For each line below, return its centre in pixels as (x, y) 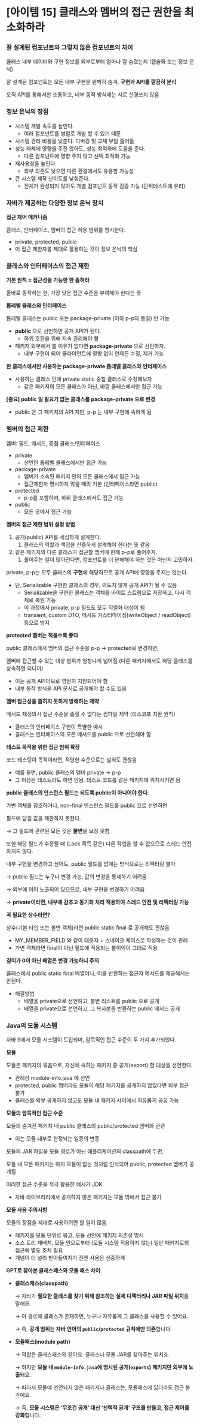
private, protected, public (46, 242)
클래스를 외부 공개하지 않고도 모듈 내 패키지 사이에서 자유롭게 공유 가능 (97, 1100)
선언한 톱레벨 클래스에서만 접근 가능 (65, 462)
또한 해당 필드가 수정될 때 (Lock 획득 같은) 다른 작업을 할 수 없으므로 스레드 (93, 844)
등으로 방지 (36, 622)
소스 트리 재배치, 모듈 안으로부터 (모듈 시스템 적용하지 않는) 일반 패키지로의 (102, 1242)
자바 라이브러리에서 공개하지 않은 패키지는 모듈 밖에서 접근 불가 (88, 1197)
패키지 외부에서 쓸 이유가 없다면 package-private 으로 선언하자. (90, 346)
